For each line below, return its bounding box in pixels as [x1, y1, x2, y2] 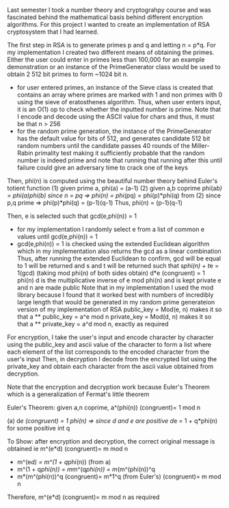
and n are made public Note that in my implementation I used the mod [16, 284, 214, 291]
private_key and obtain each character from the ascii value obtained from [7, 363, 214, 370]
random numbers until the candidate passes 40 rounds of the [16, 142, 190, 149]
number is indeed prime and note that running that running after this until [16, 156, 222, 164]
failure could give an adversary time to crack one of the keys [16, 164, 188, 171]
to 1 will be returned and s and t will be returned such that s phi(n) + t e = [16, 262, 219, 269]
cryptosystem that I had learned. [7, 27, 99, 36]
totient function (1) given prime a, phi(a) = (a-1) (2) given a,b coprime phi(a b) [7, 184, 222, 192]
